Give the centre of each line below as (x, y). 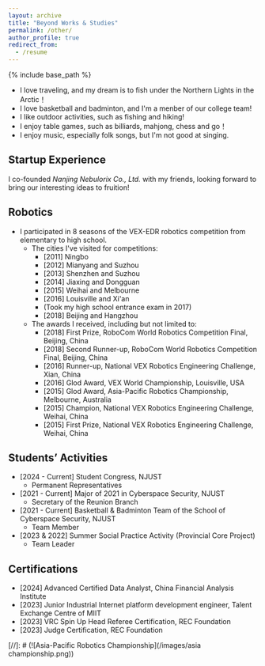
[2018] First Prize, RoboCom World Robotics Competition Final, (146, 332)
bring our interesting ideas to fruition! (69, 187)
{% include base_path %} (50, 75)
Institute (33, 596)
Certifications (43, 569)
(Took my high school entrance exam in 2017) (117, 307)
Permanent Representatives (77, 485)
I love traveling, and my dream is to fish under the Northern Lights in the (137, 90)
